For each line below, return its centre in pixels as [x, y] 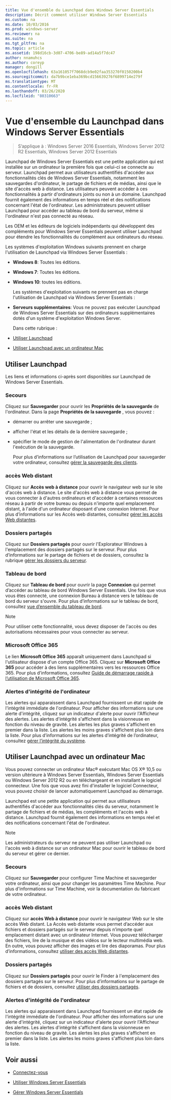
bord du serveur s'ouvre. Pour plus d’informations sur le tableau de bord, [82, 601]
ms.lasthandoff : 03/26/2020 [35, 91]
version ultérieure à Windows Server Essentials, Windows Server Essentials [85, 775]
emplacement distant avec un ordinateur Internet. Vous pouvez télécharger [84, 935]
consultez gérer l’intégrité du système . [46, 741]
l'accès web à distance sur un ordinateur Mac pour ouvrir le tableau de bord [85, 848]
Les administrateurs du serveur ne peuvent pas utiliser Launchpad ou [78, 842]
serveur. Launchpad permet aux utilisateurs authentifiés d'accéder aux [80, 173]
